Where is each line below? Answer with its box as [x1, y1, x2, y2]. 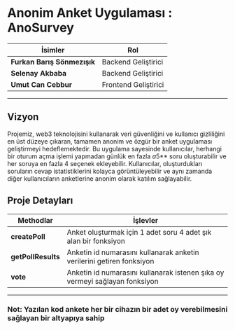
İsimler [41, 45, 65, 55]
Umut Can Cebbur [10, 79, 72, 89]
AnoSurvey [7, 20, 75, 36]
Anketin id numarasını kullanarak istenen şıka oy [66, 268, 225, 277]
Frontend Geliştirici [101, 79, 164, 89]
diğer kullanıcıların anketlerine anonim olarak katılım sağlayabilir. [7, 174, 192, 183]
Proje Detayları [7, 195, 73, 207]
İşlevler [132, 215, 159, 225]
